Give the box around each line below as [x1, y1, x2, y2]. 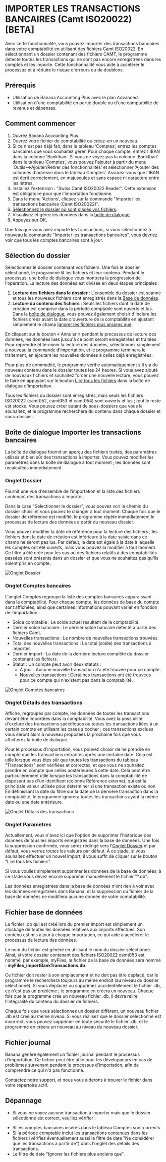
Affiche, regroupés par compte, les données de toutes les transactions [5, 710, 150, 716]
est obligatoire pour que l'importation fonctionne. [12, 191, 113, 196]
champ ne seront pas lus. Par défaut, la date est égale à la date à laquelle [5, 539, 155, 545]
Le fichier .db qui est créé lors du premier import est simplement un [5, 921, 143, 927]
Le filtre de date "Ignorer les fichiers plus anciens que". [12, 1151, 125, 1157]
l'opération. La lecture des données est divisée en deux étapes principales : [5, 280, 160, 286]
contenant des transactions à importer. [5, 494, 84, 500]
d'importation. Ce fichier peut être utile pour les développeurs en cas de [5, 1057, 153, 1062]
